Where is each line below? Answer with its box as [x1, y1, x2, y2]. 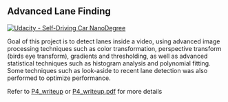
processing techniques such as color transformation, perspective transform [7, 44, 222, 52]
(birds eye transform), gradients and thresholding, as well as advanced [7, 52, 208, 60]
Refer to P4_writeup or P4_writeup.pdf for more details [7, 87, 163, 95]
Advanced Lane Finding [7, 6, 112, 17]
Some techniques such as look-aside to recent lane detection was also [7, 66, 208, 74]
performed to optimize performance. [7, 74, 112, 82]
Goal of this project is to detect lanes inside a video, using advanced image [7, 37, 220, 45]
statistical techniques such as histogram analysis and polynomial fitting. [7, 59, 211, 68]
